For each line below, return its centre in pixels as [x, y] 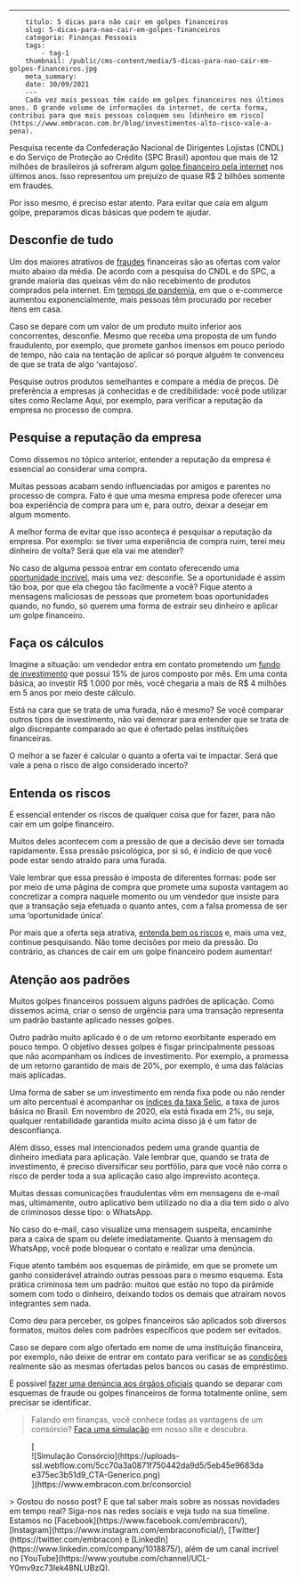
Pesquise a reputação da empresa [105, 438]
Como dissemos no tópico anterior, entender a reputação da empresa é [140, 459]
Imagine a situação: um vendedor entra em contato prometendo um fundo [145, 664]
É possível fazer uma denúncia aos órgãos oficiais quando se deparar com [146, 1384]
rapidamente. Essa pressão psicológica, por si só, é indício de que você [141, 851]
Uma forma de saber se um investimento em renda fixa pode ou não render [147, 1093]
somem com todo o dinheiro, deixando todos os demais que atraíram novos [148, 1294]
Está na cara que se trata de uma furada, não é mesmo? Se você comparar [146, 710]
